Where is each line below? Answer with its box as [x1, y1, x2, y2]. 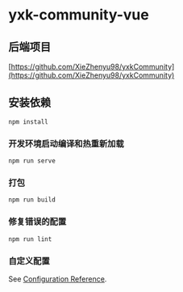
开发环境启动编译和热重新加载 [8, 138, 125, 149]
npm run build [8, 196, 56, 204]
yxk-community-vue [8, 6, 149, 24]
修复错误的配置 [8, 216, 67, 227]
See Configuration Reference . [8, 274, 107, 284]
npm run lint [8, 235, 52, 243]
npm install [8, 117, 48, 126]
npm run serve [8, 157, 56, 165]
